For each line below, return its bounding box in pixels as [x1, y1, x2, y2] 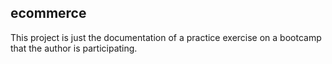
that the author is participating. [10, 42, 138, 54]
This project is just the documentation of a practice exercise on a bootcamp [10, 31, 322, 43]
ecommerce [10, 5, 87, 22]
